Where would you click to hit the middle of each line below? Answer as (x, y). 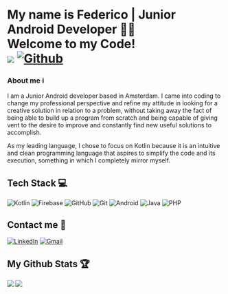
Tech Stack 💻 (37, 183)
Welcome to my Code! (71, 44)
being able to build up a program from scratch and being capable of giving (113, 118)
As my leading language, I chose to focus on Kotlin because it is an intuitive (114, 146)
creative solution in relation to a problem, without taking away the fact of (110, 111)
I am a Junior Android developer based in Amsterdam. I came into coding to (114, 96)
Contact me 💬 (37, 225)
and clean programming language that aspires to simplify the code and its (111, 153)
